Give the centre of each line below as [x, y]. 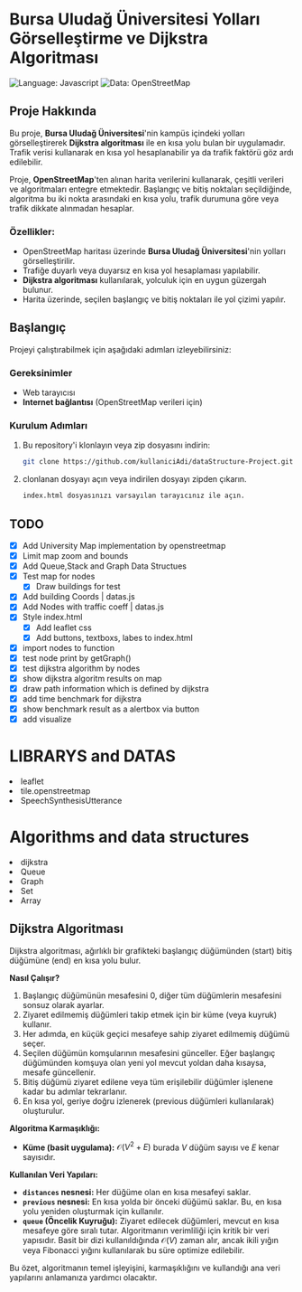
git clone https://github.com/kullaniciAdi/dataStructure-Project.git [158, 462]
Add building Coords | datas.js [78, 597]
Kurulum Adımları [49, 426]
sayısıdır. [39, 1157]
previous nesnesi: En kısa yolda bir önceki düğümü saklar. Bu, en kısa [152, 1202]
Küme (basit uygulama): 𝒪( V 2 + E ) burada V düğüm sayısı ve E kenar [151, 1146]
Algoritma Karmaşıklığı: [55, 1128]
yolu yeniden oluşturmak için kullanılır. [93, 1212]
